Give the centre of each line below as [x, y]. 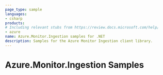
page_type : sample [24, 9]
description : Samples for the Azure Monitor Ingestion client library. [79, 41]
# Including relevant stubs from [39, 28]
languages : [16, 14]
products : [15, 23]
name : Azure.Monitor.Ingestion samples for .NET [55, 37]
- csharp [14, 18]
